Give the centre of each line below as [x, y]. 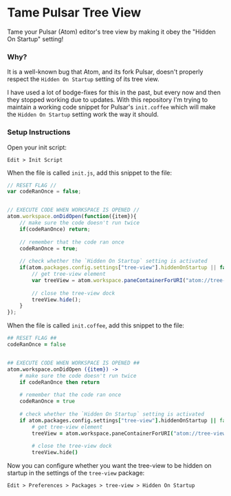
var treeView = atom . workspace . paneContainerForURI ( [109, 280]
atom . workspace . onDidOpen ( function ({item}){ [72, 217]
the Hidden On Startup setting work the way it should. [83, 114]
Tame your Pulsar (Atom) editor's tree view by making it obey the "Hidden [112, 32]
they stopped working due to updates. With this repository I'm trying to [108, 100]
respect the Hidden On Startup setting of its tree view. [83, 79]
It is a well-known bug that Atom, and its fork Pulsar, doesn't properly [105, 72]
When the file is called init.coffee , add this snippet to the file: [96, 325]
